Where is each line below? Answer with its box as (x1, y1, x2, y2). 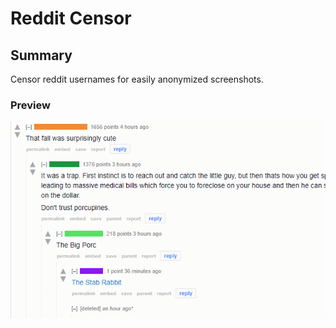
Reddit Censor (10, 7, 132, 30)
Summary (10, 47, 73, 64)
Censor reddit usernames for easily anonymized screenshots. (10, 73, 264, 85)
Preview (10, 98, 51, 112)
